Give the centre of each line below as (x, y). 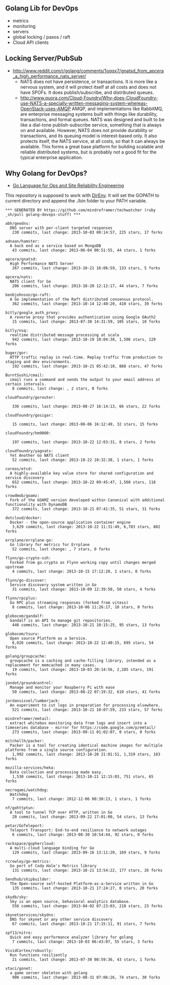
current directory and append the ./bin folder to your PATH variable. (76, 201)
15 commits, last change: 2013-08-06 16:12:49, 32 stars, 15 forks (85, 424)
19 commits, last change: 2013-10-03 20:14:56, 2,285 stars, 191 (83, 670)
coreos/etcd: (19, 469)
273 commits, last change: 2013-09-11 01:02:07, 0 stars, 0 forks (84, 732)
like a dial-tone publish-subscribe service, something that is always (91, 125)
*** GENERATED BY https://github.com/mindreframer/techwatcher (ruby (81, 210)
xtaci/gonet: (19, 969)
